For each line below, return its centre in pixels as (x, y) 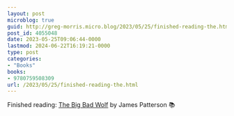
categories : (24, 59)
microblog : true (31, 20)
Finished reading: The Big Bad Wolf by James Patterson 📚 (91, 105)
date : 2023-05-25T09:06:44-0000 (54, 40)
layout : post (26, 14)
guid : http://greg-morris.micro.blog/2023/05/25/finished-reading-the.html (119, 26)
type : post (23, 53)
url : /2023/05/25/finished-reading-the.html (73, 85)
